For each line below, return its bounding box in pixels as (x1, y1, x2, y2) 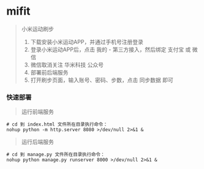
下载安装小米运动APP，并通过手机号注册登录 (30, 38, 144, 45)
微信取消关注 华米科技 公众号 (30, 61, 104, 68)
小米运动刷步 (21, 25, 54, 32)
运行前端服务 (21, 108, 54, 115)
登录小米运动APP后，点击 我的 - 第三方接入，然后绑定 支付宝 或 (30, 46, 191, 53)
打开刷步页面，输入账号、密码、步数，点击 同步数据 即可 (30, 76, 173, 84)
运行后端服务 (21, 138, 54, 146)
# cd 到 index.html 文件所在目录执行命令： (6, 121, 108, 128)
